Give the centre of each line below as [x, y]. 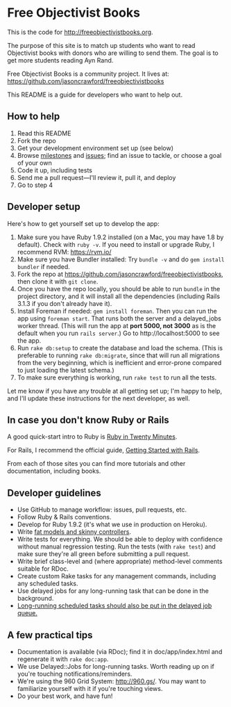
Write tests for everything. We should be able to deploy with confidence [120, 539]
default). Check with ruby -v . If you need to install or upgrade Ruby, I [116, 244]
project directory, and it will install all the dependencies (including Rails [119, 296]
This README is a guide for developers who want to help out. [95, 95]
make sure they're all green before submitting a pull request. [103, 554]
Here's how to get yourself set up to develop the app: [83, 223]
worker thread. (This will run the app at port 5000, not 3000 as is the [117, 325]
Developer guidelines [54, 493]
